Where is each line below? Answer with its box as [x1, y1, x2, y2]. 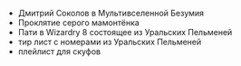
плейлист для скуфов [17, 46, 101, 57]
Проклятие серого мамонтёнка [17, 17, 140, 28]
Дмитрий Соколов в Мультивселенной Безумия [17, 8, 205, 18]
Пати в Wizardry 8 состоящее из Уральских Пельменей [17, 27, 233, 37]
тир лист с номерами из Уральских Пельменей [17, 36, 202, 47]
